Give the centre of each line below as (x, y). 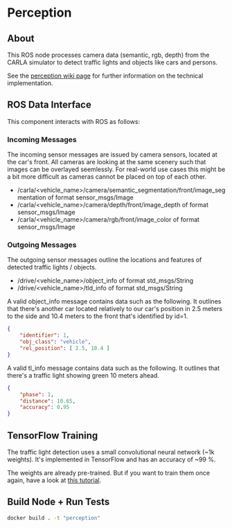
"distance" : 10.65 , (48, 401)
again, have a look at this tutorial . (54, 480)
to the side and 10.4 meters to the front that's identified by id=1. (98, 316)
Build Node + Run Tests (59, 502)
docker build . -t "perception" (54, 518)
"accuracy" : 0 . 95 (45, 407)
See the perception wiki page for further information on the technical (105, 76)
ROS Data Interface (49, 105)
